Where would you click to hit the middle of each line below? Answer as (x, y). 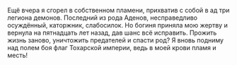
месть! (18, 55)
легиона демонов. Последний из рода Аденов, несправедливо (103, 18)
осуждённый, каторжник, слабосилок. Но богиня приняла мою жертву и (117, 25)
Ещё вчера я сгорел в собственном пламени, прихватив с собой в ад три (118, 10)
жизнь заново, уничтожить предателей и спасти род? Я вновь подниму (116, 40)
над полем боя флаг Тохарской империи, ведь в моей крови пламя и (112, 48)
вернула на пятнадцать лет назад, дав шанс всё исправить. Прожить (112, 32)
